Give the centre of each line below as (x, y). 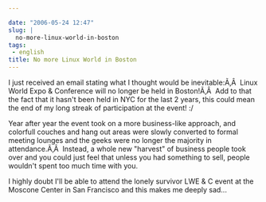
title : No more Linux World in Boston (72, 60)
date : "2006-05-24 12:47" (51, 22)
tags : (17, 45)
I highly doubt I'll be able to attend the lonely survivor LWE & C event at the (131, 181)
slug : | (21, 30)
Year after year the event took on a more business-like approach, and (122, 123)
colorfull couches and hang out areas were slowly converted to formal (123, 132)
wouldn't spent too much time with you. (73, 166)
